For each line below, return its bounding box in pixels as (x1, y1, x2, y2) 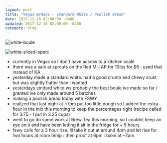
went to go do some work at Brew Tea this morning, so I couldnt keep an (12, 117, 162, 123)
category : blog (5, 26, 37, 31)
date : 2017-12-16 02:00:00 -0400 (5, 16, 75, 21)
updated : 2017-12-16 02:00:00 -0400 (5, 21, 81, 26)
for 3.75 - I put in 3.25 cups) (12, 111, 70, 117)
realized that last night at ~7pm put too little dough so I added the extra (12, 101, 159, 107)
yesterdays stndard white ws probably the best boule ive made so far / (12, 85, 158, 91)
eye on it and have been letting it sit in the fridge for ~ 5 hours (12, 122, 140, 128)
